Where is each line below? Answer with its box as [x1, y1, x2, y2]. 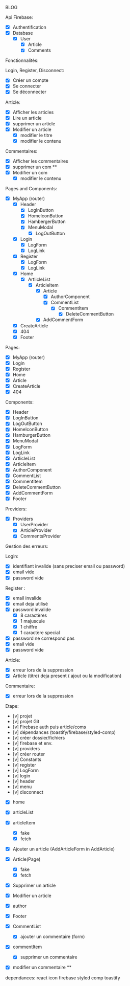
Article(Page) [12, 856, 41, 862]
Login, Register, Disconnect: [5, 68, 65, 74]
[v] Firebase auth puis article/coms [12, 724, 87, 730]
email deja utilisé [12, 600, 48, 607]
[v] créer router [12, 751, 45, 757]
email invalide [12, 595, 42, 601]
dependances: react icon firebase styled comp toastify [5, 974, 121, 981]
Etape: [5, 703, 19, 709]
